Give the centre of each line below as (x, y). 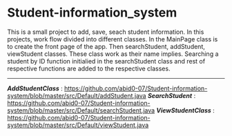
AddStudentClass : (35, 88)
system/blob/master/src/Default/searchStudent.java (81, 110)
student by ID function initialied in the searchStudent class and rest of (106, 61)
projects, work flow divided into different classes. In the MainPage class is (113, 39)
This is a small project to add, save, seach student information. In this (106, 32)
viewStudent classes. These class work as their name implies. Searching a (113, 54)
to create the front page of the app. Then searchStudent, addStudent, (106, 46)
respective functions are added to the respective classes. (89, 68)
